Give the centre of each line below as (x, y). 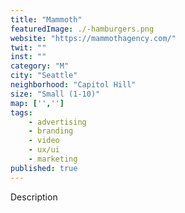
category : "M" (40, 66)
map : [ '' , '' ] (37, 103)
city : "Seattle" (44, 76)
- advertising (57, 122)
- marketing (53, 159)
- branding (51, 131)
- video (44, 141)
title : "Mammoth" (46, 19)
